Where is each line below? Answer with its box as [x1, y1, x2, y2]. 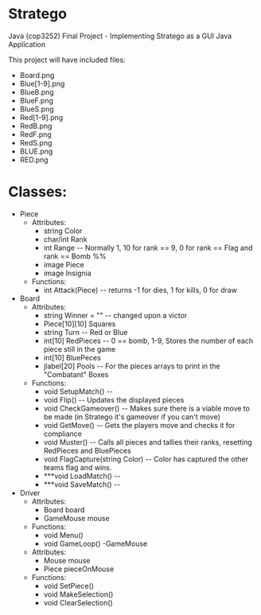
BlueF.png [19, 95, 54, 105]
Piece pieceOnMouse [43, 564, 115, 574]
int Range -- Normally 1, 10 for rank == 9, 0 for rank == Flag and [43, 243, 253, 252]
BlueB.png [19, 87, 54, 96]
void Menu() [43, 530, 84, 539]
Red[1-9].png [19, 112, 64, 122]
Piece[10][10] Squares [43, 319, 116, 329]
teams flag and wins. [43, 462, 112, 472]
